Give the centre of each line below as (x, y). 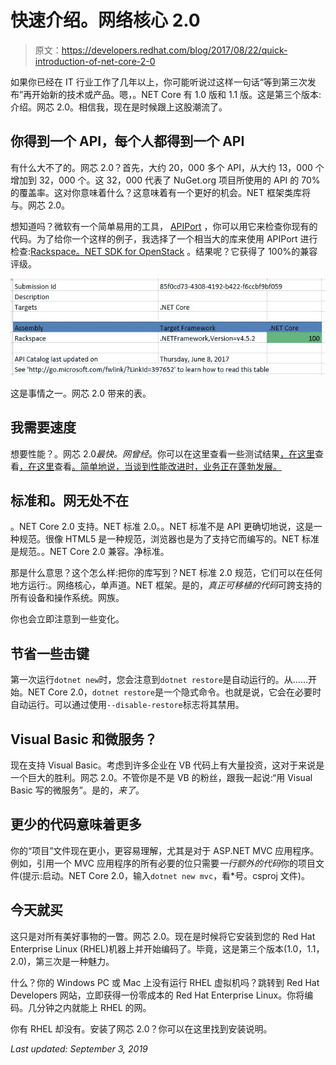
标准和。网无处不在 (69, 501)
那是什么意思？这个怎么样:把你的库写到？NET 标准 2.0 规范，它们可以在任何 (166, 573)
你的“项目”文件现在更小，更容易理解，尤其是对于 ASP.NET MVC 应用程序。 (165, 850)
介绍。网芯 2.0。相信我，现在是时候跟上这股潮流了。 (119, 107)
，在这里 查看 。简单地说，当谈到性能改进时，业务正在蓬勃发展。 (150, 466)
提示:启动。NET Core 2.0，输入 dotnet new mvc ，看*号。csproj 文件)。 (166, 875)
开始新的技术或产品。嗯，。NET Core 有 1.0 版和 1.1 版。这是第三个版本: (176, 94)
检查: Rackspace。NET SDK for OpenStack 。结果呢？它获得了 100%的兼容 (164, 251)
